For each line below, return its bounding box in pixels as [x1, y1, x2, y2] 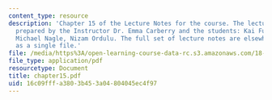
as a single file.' [15, 42, 82, 50]
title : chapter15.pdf [8, 72, 82, 80]
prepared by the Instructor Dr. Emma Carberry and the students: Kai [15, 27, 255, 35]
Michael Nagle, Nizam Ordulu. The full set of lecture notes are [15, 34, 241, 43]
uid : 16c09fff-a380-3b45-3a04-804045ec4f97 [8, 79, 158, 87]
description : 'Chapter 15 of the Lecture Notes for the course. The [8, 19, 244, 27]
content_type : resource [8, 11, 89, 20]
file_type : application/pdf [8, 57, 104, 65]
